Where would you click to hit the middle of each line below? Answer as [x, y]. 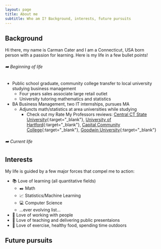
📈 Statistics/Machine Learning [50, 196]
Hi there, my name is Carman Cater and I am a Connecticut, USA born [75, 50]
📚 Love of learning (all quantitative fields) [54, 181]
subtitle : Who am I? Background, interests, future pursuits [68, 18]
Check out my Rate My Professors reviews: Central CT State [87, 114]
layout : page [18, 9]
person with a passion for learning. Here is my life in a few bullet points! [76, 55]
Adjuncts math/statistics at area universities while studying [78, 109]
